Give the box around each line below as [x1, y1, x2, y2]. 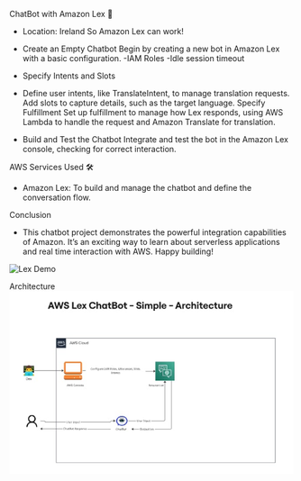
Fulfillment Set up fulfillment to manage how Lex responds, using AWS [22, 107, 284, 117]
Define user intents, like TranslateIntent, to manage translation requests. [22, 88, 290, 98]
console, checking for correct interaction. [22, 144, 178, 154]
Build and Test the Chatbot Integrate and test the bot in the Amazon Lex [22, 134, 288, 144]
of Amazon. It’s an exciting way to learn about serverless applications [22, 237, 281, 247]
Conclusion [9, 210, 52, 220]
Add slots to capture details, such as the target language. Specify [22, 97, 266, 108]
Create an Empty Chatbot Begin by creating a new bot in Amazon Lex [22, 43, 280, 54]
